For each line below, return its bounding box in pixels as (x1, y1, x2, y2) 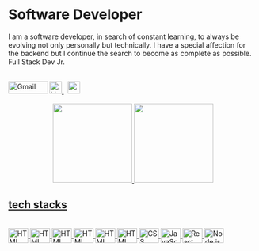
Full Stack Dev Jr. (8, 57, 66, 67)
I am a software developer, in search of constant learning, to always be (8, 32, 240, 41)
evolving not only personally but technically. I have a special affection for (8, 40, 246, 49)
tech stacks (8, 198, 67, 211)
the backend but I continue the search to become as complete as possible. (8, 48, 252, 58)
